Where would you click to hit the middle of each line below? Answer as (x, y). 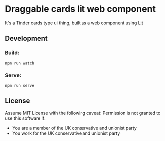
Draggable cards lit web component (80, 9)
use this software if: (25, 118)
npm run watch (20, 63)
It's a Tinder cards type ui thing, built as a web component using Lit (74, 23)
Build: (12, 53)
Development (27, 38)
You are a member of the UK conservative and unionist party (74, 128)
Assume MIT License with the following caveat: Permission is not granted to (83, 113)
